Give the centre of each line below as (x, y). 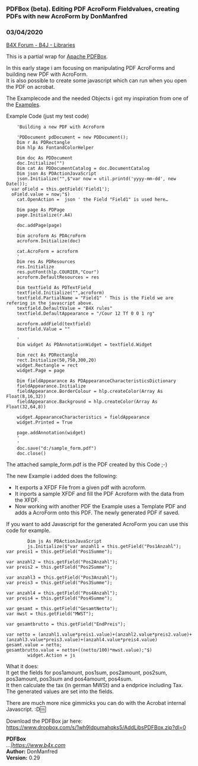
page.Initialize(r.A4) (45, 215)
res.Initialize (36, 267)
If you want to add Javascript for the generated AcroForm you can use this (97, 524)
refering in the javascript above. (50, 303)
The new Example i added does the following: (62, 476)
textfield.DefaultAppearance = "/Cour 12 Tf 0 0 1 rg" (86, 314)
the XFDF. (27, 500)
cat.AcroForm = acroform (47, 251)
